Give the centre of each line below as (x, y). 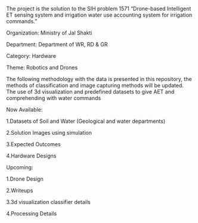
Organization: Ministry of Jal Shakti (49, 33)
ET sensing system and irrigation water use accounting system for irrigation (99, 15)
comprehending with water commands (54, 98)
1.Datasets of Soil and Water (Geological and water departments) (86, 121)
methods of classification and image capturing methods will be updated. (95, 85)
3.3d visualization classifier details (48, 202)
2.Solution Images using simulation (49, 133)
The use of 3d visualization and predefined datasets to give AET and (90, 92)
